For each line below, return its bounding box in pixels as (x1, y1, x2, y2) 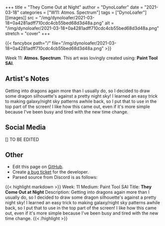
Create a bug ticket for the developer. (12, 169, 89, 175)
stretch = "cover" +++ (5, 31, 51, 36)
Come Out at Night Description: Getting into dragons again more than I (5, 189, 150, 195)
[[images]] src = (5, 15, 38, 20)
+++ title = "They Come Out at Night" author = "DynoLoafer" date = (5, 4, 144, 10)
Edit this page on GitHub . (12, 164, 63, 170)
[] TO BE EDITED (5, 136, 39, 142)
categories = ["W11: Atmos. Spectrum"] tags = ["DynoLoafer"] (20, 9, 147, 15)
